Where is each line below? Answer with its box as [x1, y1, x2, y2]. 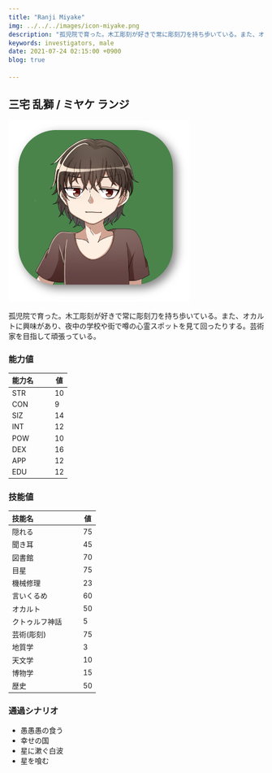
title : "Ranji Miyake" [8, 13, 85, 21]
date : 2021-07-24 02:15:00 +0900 [8, 47, 122, 56]
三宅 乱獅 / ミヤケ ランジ [8, 98, 130, 111]
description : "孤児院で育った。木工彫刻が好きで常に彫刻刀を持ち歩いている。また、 [8, 30, 259, 38]
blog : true [8, 56, 45, 64]
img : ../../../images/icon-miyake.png [8, 21, 140, 30]
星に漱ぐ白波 [19, 745, 63, 755]
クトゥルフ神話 [11, 616, 63, 626]
